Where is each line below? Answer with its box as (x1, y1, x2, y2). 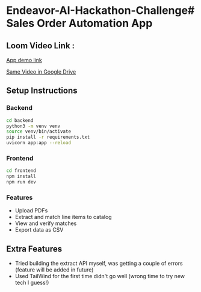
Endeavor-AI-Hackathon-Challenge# (6, 4, 195, 17)
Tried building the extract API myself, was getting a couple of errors (14, 260, 183, 267)
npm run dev (6, 179, 36, 185)
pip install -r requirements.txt (6, 134, 90, 141)
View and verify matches (14, 220, 77, 227)
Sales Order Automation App (6, 16, 153, 30)
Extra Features (6, 244, 63, 254)
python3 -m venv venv (6, 123, 61, 129)
